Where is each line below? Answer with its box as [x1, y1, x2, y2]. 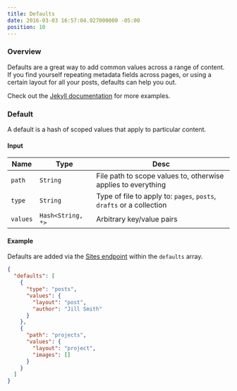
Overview [7, 47, 42, 56]
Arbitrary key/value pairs [96, 215, 178, 224]
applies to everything [96, 180, 166, 190]
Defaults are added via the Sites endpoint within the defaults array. [7, 252, 203, 261]
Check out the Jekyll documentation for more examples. [7, 91, 171, 100]
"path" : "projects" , [25, 332, 87, 339]
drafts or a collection [96, 200, 167, 210]
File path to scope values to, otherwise [96, 171, 224, 181]
